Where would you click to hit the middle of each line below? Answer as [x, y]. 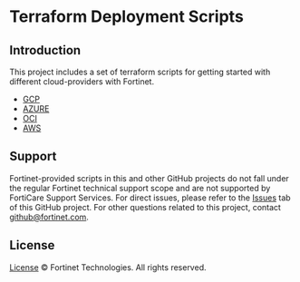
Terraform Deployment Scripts [127, 17]
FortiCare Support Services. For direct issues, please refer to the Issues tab [150, 198]
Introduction [45, 50]
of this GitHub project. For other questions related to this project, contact [145, 207]
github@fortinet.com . [49, 217]
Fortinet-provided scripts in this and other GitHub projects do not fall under [150, 178]
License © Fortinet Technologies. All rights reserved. [108, 267]
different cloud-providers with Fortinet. [82, 82]
